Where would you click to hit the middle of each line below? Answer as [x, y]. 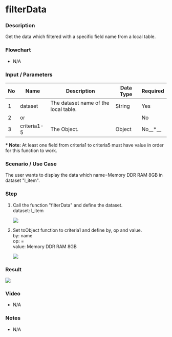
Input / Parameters [29, 74]
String [123, 106]
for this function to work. [31, 151]
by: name [23, 235]
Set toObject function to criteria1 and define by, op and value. [77, 230]
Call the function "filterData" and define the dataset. [68, 205]
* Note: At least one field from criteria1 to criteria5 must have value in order [84, 145]
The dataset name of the [80, 103]
